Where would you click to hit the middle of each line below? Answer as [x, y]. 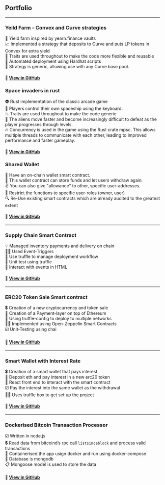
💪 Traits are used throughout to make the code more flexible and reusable [80, 56]
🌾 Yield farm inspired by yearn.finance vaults [51, 38]
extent [12, 205]
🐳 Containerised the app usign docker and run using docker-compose [76, 454]
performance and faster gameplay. [40, 140]
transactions [18, 448]
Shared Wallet [22, 164]
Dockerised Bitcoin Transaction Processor [56, 425]
